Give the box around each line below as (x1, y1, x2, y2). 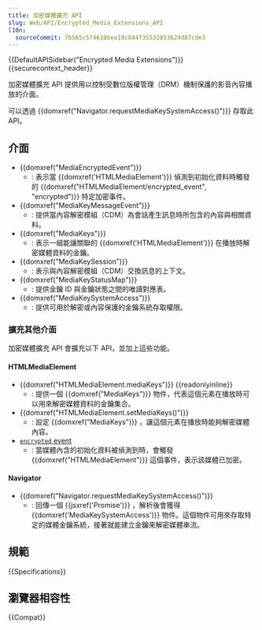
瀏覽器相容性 (8, 591, 71, 605)
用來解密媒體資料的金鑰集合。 (38, 398, 135, 408)
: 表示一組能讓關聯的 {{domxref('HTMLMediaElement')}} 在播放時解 (31, 238, 250, 248)
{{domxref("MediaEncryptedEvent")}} (19, 163, 142, 172)
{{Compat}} (8, 613, 46, 622)
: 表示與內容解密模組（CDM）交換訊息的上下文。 (31, 266, 190, 276)
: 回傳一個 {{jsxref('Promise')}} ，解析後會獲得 (31, 500, 181, 510)
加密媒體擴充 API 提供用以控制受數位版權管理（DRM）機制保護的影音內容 (8, 80, 245, 89)
